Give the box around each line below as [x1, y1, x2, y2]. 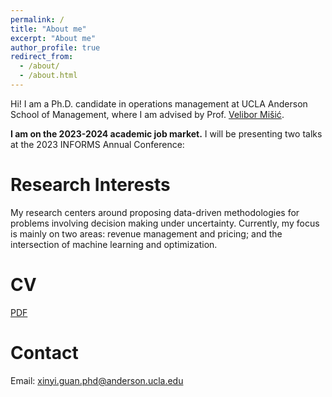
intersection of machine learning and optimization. [10, 238, 218, 250]
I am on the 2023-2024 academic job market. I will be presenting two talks [10, 127, 323, 140]
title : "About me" [10, 24, 87, 34]
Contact [10, 341, 79, 364]
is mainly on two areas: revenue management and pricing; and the [10, 227, 283, 240]
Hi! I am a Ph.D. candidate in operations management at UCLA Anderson [10, 97, 308, 110]
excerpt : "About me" [10, 33, 97, 43]
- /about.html [19, 71, 78, 81]
